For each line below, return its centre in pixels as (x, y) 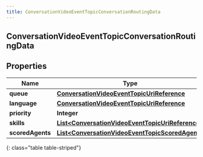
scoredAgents (30, 132)
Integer (67, 113)
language (23, 103)
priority (20, 113)
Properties (27, 66)
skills (17, 123)
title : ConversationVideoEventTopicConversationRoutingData (84, 12)
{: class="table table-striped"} (44, 147)
